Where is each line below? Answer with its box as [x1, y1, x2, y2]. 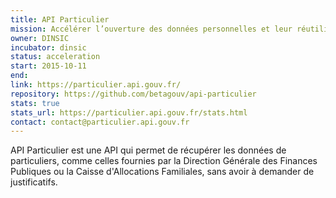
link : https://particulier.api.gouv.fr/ [10, 80, 182, 90]
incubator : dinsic [10, 42, 87, 53]
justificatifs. [10, 176, 58, 188]
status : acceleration [10, 52, 101, 62]
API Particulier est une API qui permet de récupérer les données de [10, 144, 287, 156]
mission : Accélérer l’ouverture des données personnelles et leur [10, 24, 293, 34]
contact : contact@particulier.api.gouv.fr [10, 117, 190, 127]
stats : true [10, 98, 60, 108]
